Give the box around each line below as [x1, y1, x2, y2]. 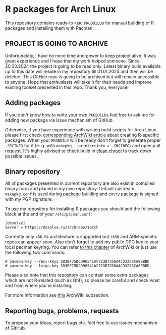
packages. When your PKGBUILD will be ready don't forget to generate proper [5, 137, 161, 143]
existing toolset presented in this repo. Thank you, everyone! [5, 84, 129, 90]
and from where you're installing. [5, 282, 73, 288]
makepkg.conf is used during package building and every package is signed [5, 191, 159, 197]
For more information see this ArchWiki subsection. [5, 292, 110, 298]
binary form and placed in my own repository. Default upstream [5, 186, 135, 192]
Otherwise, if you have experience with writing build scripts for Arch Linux [5, 126, 157, 132]
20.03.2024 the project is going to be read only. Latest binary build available [5, 63, 161, 69]
